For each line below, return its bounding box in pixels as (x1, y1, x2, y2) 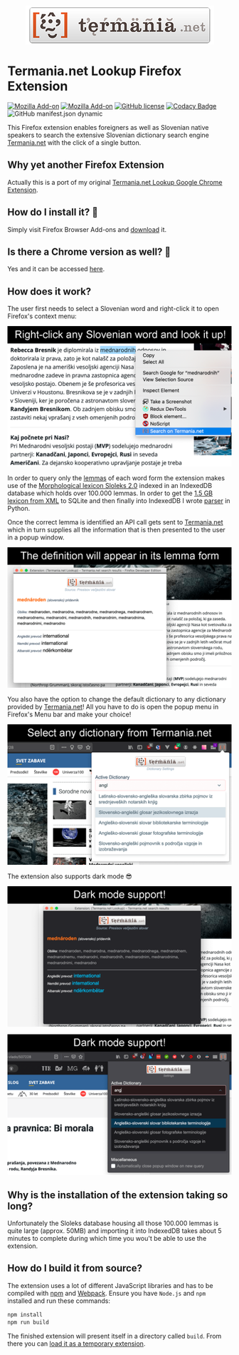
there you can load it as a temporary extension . (7, 1339, 146, 1348)
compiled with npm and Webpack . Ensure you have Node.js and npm (7, 1289, 206, 1297)
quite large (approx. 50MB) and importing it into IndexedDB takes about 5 (7, 1227, 222, 1235)
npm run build (7, 1319, 50, 1326)
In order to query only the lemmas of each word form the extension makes (7, 474, 225, 482)
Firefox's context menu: (7, 312, 77, 320)
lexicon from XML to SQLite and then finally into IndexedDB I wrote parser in (7, 497, 230, 505)
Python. (7, 504, 31, 513)
